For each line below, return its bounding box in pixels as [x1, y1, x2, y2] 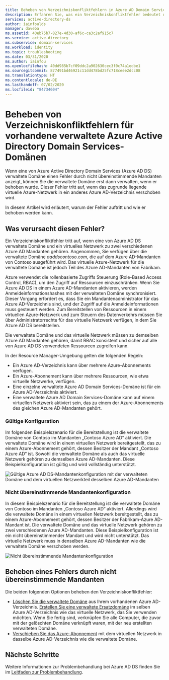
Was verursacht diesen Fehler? [5, 224, 105, 233]
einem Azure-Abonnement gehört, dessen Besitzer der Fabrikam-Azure [5, 516, 153, 522]
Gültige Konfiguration [5, 418, 59, 425]
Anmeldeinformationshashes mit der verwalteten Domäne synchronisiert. [5, 290, 157, 296]
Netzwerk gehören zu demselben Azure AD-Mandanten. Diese [5, 456, 135, 462]
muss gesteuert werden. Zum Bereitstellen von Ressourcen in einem [5, 307, 147, 313]
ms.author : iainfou [5, 59, 46, 64]
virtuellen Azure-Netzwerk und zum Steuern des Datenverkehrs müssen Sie [5, 312, 162, 318]
